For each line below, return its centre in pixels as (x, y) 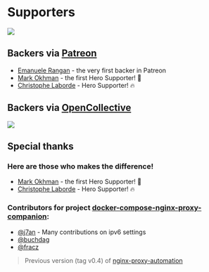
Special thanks (40, 146)
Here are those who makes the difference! (80, 166)
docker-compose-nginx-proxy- (147, 208)
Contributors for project (49, 208)
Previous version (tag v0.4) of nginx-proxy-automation (103, 260)
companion (27, 216)
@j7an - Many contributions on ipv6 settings (82, 232)
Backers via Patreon (52, 53)
